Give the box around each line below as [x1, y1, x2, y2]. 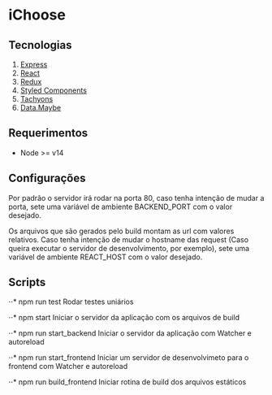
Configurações [8, 171, 87, 185]
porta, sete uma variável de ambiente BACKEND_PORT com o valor [8, 202, 233, 211]
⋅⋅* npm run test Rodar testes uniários [8, 297, 134, 306]
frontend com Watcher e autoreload [8, 362, 128, 371]
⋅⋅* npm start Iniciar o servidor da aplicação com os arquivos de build [8, 313, 240, 323]
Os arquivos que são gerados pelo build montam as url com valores [8, 226, 235, 236]
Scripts [8, 276, 46, 289]
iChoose [8, 6, 67, 24]
